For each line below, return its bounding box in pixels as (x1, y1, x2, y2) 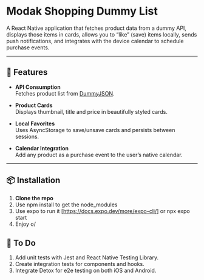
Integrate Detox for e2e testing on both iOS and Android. (15, 267, 157, 275)
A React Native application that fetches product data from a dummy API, (6, 24, 187, 32)
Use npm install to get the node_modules (15, 201, 118, 208)
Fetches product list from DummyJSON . (15, 89, 115, 97)
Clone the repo (15, 194, 53, 201)
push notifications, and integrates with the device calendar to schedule (6, 37, 184, 44)
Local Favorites (15, 120, 55, 127)
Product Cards (15, 102, 53, 109)
